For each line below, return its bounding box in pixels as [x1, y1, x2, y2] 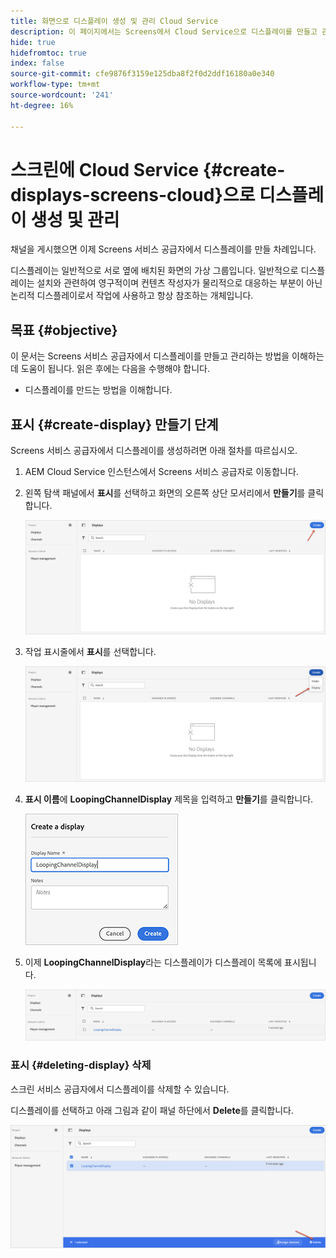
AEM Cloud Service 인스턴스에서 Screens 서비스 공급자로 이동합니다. [24, 466, 299, 478]
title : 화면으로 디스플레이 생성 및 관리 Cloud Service [10, 16, 219, 26]
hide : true [10, 37, 56, 47]
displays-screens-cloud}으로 [10, 183, 256, 206]
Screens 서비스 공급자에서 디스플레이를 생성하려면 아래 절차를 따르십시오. [10, 445, 298, 457]
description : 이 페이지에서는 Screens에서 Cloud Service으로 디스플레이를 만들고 [10, 26, 318, 37]
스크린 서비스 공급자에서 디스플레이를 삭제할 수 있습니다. [10, 1083, 230, 1095]
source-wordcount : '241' [10, 90, 114, 100]
